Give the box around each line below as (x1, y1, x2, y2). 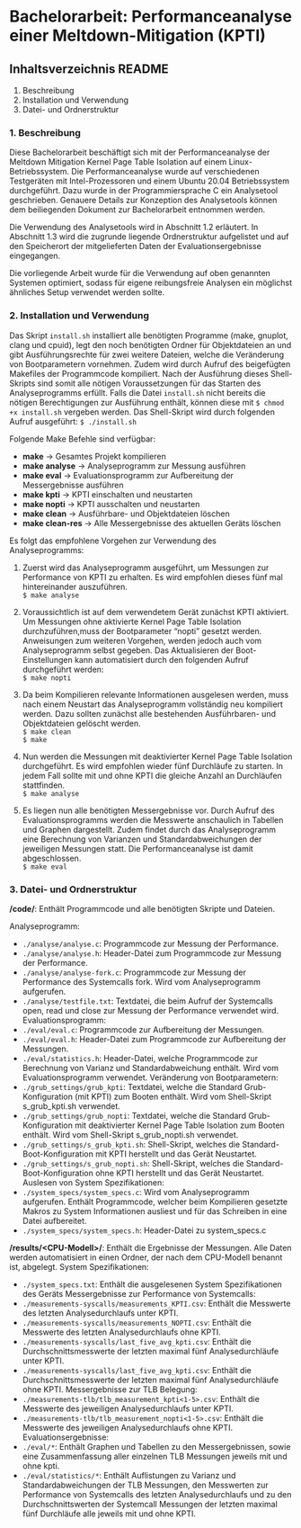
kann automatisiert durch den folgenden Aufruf (75, 654, 249, 665)
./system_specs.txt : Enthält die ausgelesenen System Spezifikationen (22, 1279, 283, 1290)
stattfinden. (22, 780, 66, 791)
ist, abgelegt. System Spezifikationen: (9, 1261, 150, 1272)
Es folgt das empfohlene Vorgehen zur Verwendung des (9, 535, 217, 546)
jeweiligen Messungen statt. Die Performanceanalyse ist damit (22, 843, 253, 853)
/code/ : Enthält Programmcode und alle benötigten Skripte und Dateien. (9, 903, 276, 914)
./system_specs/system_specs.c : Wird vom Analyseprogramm (22, 1186, 250, 1197)
